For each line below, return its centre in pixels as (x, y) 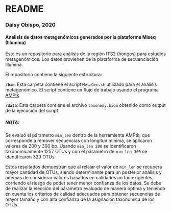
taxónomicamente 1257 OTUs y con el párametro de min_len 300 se (76, 152)
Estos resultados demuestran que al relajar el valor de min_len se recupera (84, 167)
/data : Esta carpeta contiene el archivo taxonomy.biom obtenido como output (86, 105)
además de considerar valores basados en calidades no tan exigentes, (80, 178)
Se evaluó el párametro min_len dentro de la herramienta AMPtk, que (78, 135)
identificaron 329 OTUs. (31, 157)
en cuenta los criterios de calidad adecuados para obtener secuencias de (83, 194)
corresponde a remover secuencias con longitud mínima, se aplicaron (79, 140)
